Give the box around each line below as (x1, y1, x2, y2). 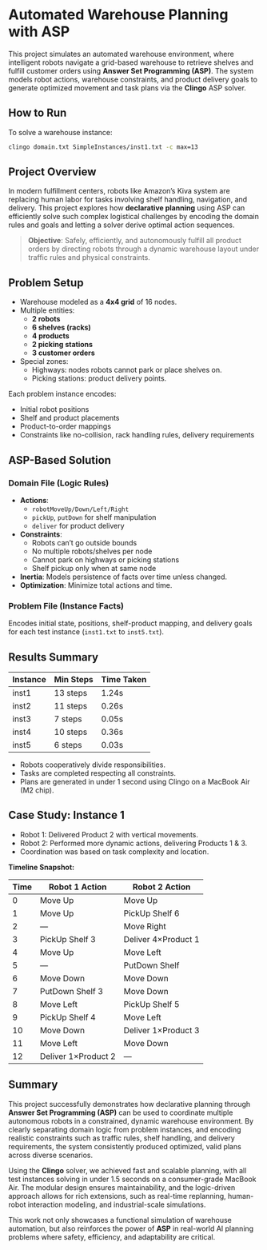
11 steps (54, 701, 88, 712)
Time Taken (101, 674, 147, 685)
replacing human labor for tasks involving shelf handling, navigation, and (8, 194, 248, 205)
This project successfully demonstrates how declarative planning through (8, 1099, 251, 1108)
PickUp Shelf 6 (123, 908, 180, 919)
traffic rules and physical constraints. (27, 253, 150, 262)
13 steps (54, 688, 88, 699)
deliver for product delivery (31, 521, 126, 530)
